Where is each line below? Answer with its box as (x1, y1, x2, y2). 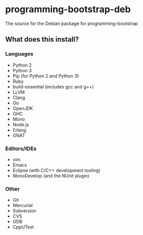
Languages (5, 50, 34, 57)
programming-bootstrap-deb (5, 4, 131, 15)
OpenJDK (12, 105, 33, 111)
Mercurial (12, 202, 33, 209)
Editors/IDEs (5, 145, 37, 152)
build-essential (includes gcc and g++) (12, 83, 94, 90)
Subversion (12, 208, 37, 214)
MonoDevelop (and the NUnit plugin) (12, 172, 90, 179)
